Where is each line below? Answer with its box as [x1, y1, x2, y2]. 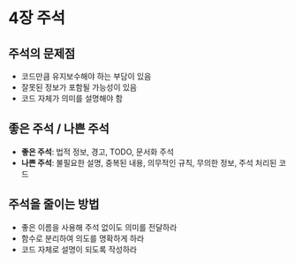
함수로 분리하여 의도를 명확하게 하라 [20, 233, 145, 244]
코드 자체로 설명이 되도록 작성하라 [20, 244, 138, 254]
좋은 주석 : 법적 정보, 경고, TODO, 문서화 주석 [20, 147, 174, 157]
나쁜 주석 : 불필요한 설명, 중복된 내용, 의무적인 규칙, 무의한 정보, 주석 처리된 [20, 157, 277, 168]
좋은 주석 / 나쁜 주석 [8, 121, 110, 137]
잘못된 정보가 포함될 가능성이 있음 [20, 82, 138, 93]
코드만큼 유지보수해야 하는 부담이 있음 [20, 71, 152, 81]
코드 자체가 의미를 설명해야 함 [20, 94, 123, 103]
